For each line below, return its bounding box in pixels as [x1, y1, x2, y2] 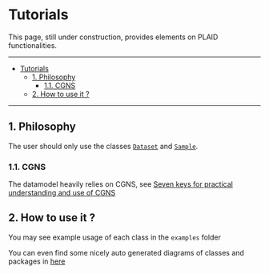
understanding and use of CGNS [8, 188, 116, 198]
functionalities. [8, 40, 58, 50]
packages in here [8, 256, 66, 266]
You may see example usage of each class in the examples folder [8, 232, 222, 242]
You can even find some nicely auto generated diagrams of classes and [8, 248, 244, 257]
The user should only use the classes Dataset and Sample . [8, 141, 199, 151]
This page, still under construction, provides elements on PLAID [8, 32, 219, 42]
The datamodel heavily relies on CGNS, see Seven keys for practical [8, 179, 234, 189]
